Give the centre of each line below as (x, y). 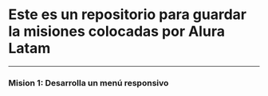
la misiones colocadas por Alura (117, 31)
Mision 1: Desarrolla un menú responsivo (89, 83)
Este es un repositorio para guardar (128, 15)
